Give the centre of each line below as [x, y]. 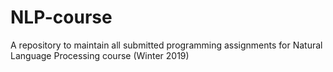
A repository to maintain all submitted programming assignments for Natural [166, 45]
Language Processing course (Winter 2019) [100, 55]
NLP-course [61, 17]
